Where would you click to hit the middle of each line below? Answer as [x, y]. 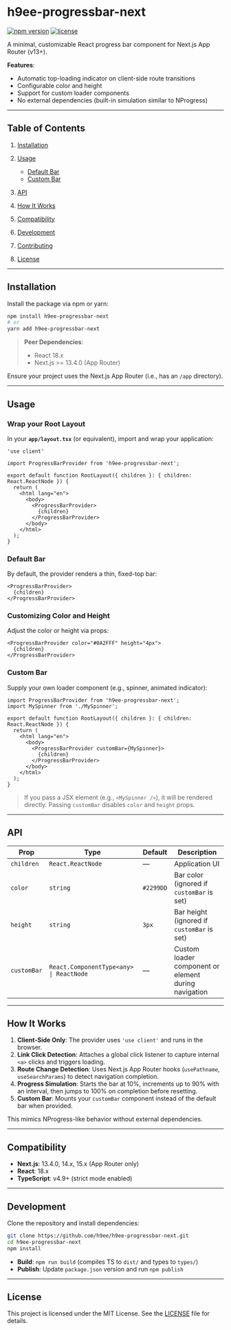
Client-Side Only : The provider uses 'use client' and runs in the [110, 1040]
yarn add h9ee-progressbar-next [53, 329]
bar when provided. [45, 1106]
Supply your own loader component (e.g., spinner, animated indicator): [107, 687]
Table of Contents [46, 128]
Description [197, 852]
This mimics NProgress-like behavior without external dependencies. [105, 1119]
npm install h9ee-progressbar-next [58, 316]
